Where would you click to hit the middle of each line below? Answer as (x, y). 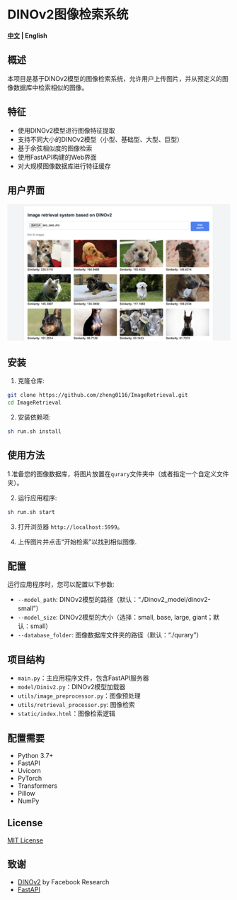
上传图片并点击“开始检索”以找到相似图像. (77, 542)
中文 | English (28, 35)
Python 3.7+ (35, 756)
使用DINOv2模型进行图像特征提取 (66, 130)
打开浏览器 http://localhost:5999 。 (70, 527)
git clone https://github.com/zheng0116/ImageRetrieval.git (98, 395)
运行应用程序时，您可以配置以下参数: (61, 585)
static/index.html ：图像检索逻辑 (66, 713)
